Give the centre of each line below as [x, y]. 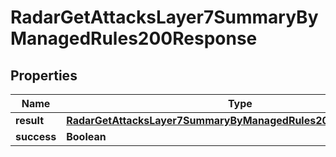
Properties [44, 75]
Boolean [86, 136]
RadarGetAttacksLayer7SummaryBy [164, 17]
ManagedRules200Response [134, 38]
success [36, 136]
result [30, 120]
